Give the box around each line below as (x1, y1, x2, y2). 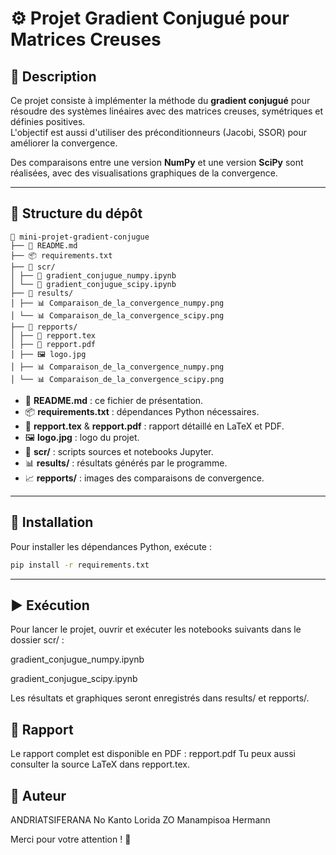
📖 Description (10, 68, 97, 85)
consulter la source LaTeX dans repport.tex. (10, 758, 190, 771)
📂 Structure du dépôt (10, 205, 143, 222)
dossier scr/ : (10, 634, 65, 646)
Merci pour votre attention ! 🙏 (10, 833, 132, 845)
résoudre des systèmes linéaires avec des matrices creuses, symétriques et (10, 105, 324, 117)
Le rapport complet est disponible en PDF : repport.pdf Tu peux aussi (10, 748, 296, 760)
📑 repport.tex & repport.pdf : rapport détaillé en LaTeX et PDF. (24, 420, 285, 432)
